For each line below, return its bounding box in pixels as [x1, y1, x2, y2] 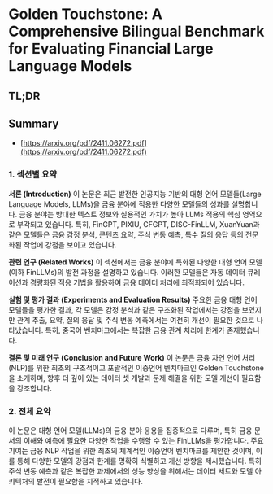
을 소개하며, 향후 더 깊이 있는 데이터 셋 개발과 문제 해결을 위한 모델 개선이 [8, 373, 240, 383]
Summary [8, 116, 59, 130]
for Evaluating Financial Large [8, 40, 214, 58]
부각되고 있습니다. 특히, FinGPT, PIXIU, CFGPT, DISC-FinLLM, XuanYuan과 [16, 219, 260, 229]
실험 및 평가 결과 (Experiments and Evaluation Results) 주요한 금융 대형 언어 [8, 295, 258, 304]
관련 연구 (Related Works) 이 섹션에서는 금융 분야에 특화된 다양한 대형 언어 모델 [8, 257, 262, 267]
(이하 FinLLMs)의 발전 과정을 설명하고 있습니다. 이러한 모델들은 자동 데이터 [8, 267, 246, 277]
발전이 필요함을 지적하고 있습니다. [36, 476, 144, 486]
